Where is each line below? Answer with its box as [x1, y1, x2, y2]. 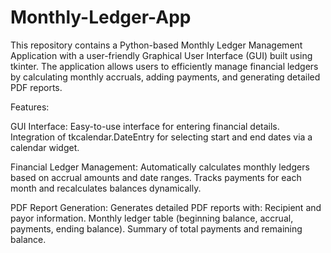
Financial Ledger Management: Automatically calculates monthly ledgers [10, 161, 310, 173]
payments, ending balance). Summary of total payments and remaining [10, 222, 303, 235]
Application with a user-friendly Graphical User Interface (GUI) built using [10, 49, 313, 61]
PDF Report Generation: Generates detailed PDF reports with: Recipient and [10, 201, 322, 213]
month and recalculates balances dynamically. [10, 182, 202, 194]
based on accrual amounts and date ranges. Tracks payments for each [10, 171, 302, 183]
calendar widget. [10, 141, 80, 153]
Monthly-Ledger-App [10, 6, 192, 29]
